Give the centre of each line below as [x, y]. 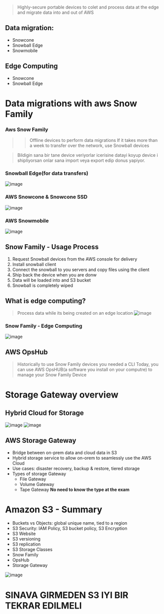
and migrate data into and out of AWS [55, 12]
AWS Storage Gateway [41, 441]
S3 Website [24, 534]
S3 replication [26, 544]
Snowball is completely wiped [42, 285]
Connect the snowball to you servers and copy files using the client [81, 270]
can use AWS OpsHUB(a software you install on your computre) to [85, 369]
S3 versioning [26, 539]
